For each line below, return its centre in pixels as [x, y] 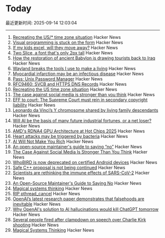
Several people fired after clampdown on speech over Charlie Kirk [79, 219]
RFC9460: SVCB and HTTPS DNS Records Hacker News [70, 84]
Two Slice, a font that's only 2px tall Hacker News [63, 53]
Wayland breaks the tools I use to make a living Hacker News [74, 68]
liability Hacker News [34, 105]
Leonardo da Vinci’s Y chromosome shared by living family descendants [85, 110]
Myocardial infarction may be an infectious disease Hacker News [78, 74]
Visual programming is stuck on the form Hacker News [68, 42]
